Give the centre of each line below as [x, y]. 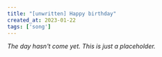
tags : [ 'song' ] [29, 26]
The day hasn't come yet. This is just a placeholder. [81, 47]
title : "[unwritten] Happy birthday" [62, 14]
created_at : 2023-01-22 [42, 20]
